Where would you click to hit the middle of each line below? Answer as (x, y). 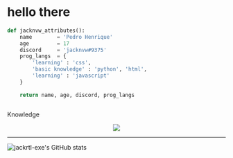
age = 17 (45, 43)
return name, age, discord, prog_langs (77, 95)
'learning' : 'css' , (62, 63)
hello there (39, 12)
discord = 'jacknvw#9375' (63, 50)
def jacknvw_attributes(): (46, 30)
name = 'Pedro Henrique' (66, 37)
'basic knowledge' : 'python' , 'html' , (90, 69)
